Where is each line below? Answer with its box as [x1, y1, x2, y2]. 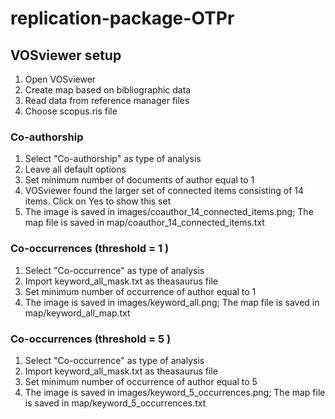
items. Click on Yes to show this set [24, 195, 172, 207]
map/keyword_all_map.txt [24, 307, 131, 319]
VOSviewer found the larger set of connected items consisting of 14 [24, 185, 305, 197]
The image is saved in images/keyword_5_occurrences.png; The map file [24, 386, 326, 398]
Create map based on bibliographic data [24, 84, 192, 96]
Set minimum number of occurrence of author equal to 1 [24, 285, 257, 297]
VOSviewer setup [10, 47, 122, 64]
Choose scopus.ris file [24, 105, 118, 117]
